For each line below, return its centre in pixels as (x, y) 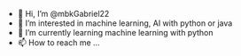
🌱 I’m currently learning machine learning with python (116, 32)
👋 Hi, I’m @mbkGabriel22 (63, 14)
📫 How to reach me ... (58, 43)
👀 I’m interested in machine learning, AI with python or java (125, 23)
